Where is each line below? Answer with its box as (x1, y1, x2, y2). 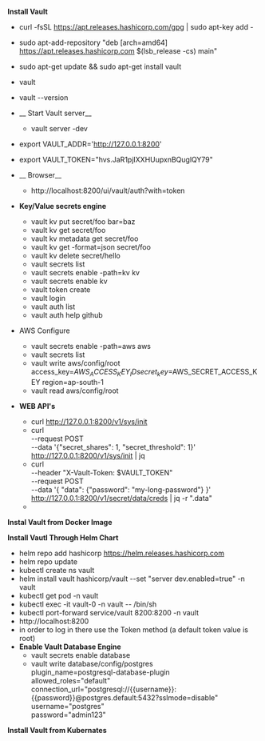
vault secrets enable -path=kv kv (30, 268, 140, 277)
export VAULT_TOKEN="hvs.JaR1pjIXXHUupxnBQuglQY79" (18, 155, 213, 164)
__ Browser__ (18, 170, 61, 179)
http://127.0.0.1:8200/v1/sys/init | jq (30, 451, 145, 460)
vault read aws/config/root (30, 386, 119, 395)
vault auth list (30, 302, 76, 311)
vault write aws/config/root (30, 358, 121, 367)
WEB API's (18, 401, 56, 411)
